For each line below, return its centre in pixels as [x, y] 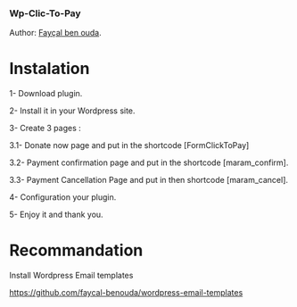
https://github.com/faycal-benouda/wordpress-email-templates [126, 293]
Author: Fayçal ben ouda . [56, 33]
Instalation [49, 69]
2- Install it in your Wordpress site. [72, 111]
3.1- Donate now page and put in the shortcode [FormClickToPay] [129, 145]
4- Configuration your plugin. [63, 197]
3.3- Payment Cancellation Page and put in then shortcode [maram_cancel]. [148, 180]
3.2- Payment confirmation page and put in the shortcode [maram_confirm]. [149, 162]
